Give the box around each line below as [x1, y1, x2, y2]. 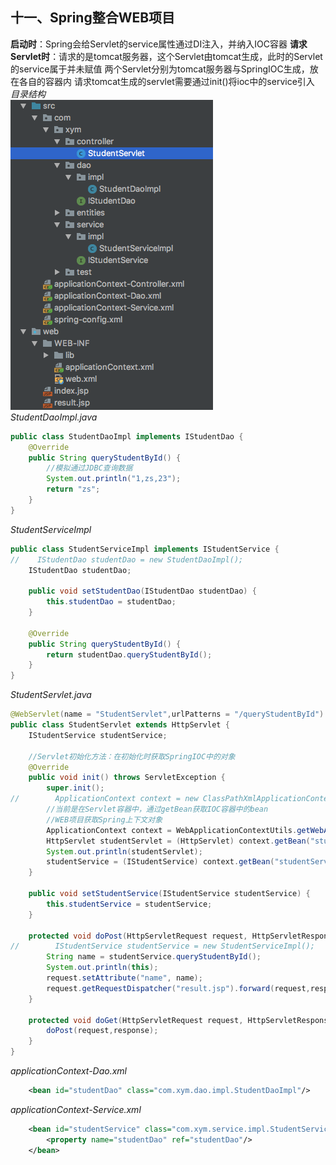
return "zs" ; [46, 484, 101, 495]
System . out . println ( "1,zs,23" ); [46, 474, 182, 484]
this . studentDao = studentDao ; [46, 597, 177, 607]
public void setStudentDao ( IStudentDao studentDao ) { [28, 586, 257, 597]
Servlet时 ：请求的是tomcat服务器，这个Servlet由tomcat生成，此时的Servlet [10, 50, 323, 62]
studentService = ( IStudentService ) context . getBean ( [46, 857, 275, 867]
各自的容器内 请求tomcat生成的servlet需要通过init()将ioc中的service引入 [18, 75, 315, 87]
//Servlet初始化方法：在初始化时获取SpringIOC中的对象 [28, 751, 236, 762]
